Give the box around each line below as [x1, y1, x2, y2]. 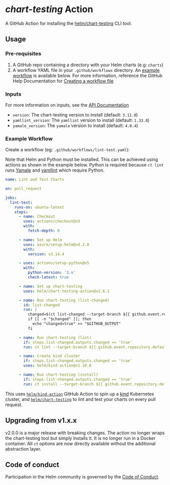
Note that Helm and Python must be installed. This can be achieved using [5, 156, 158, 163]
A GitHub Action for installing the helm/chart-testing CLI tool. [5, 20, 133, 26]
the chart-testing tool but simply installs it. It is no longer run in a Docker [5, 435, 156, 441]
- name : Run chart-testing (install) [18, 372, 99, 378]
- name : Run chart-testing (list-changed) [18, 298, 110, 303]
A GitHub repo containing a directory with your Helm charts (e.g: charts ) [12, 62, 163, 68]
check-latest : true [27, 275, 69, 280]
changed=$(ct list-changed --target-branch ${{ [27, 312, 130, 317]
